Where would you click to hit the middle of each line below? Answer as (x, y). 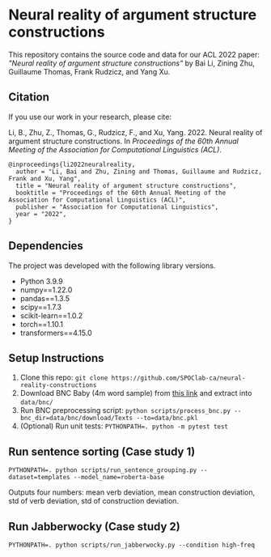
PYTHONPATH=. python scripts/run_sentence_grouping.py (103, 470)
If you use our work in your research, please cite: (90, 117)
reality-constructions (58, 385)
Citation (29, 98)
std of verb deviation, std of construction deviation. (94, 501)
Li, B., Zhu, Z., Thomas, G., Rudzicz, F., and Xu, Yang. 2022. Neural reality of (135, 132)
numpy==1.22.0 (46, 290)
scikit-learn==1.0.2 (51, 315)
